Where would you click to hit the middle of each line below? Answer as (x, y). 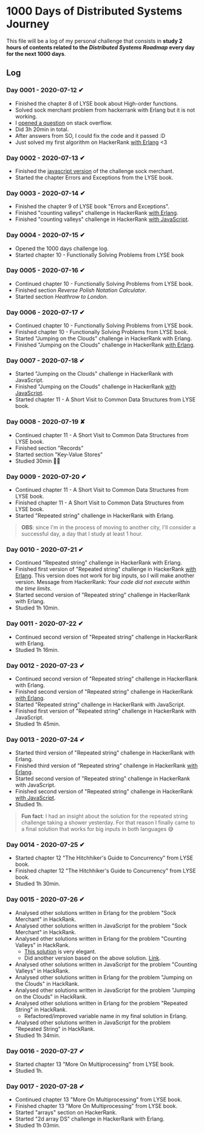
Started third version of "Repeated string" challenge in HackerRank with (105, 753)
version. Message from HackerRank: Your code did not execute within (102, 582)
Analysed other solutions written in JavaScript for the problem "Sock (101, 925)
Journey (28, 24)
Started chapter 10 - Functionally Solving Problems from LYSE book (99, 255)
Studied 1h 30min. (38, 884)
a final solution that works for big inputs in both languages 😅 (97, 829)
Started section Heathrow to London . (61, 296)
